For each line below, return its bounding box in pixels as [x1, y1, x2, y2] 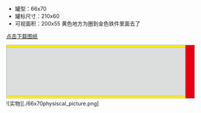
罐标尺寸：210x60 [14, 12, 60, 20]
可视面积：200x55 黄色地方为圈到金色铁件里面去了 [14, 20, 141, 27]
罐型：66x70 [14, 5, 47, 12]
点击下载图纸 [6, 33, 38, 40]
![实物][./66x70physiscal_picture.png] [6, 100, 99, 107]
